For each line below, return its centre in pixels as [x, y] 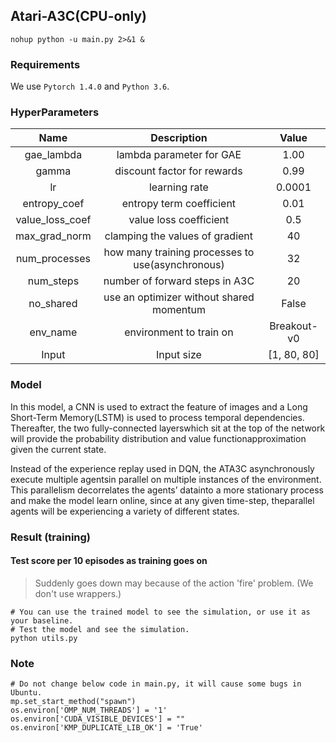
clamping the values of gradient [179, 236]
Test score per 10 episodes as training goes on [109, 561]
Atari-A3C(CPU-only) [78, 16]
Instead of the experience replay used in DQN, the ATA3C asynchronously [162, 468]
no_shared [53, 304]
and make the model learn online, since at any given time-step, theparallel [162, 500]
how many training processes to [179, 252]
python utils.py [44, 638]
